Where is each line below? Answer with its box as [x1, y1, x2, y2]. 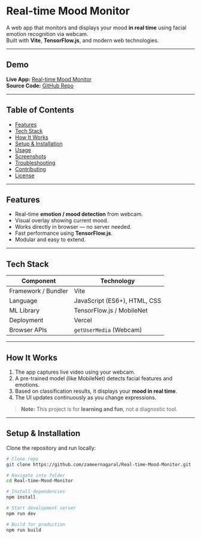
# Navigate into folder [6, 472, 66, 479]
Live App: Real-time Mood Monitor [6, 75, 92, 83]
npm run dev [6, 510, 36, 516]
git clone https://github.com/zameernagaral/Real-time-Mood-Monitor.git [6, 461, 191, 468]
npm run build [6, 527, 42, 533]
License [14, 172, 35, 179]
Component [21, 277, 56, 285]
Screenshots [14, 153, 47, 160]
